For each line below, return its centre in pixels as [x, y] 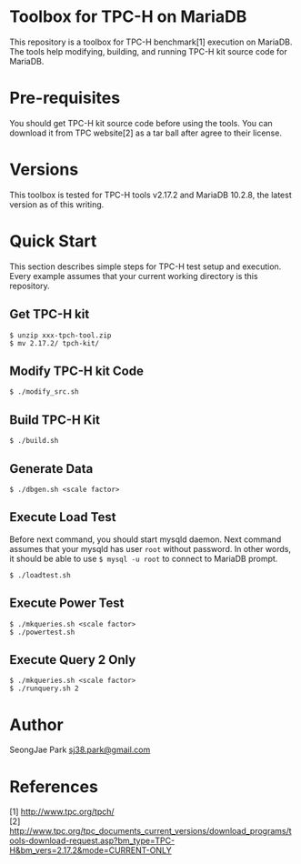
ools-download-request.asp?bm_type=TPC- [92, 841]
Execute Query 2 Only [73, 660]
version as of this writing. [57, 204]
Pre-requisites [65, 98]
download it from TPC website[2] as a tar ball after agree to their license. [145, 133]
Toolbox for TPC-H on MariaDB [128, 17]
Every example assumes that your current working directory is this [134, 276]
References [54, 786]
